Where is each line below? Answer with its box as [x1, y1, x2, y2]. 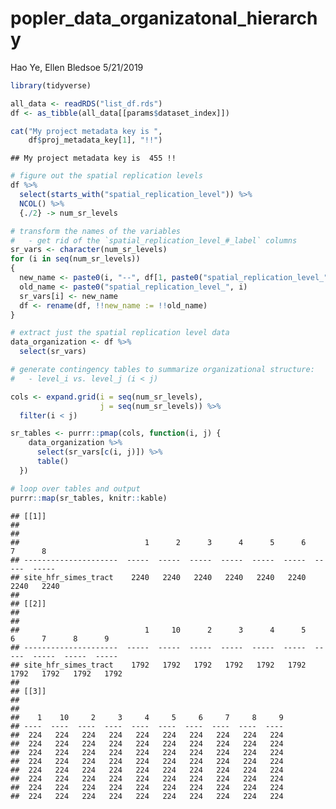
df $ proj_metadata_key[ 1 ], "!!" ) [28, 135, 163, 146]
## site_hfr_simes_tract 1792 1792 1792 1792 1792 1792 [10, 660, 307, 670]
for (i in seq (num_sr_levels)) [10, 254, 141, 264]
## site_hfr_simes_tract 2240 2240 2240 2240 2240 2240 [10, 572, 307, 582]
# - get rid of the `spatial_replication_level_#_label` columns [10, 235, 298, 246]
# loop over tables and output [10, 483, 141, 494]
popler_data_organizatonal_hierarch [10, 7, 318, 30]
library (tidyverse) [10, 80, 92, 91]
